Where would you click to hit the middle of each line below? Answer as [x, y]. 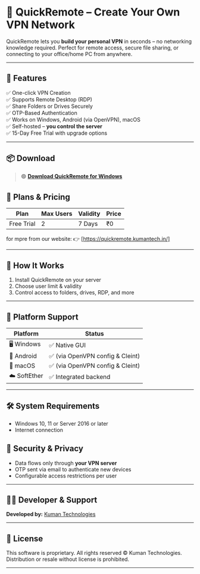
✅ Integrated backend [80, 377]
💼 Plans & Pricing [38, 197]
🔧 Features [26, 78]
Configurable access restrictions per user [66, 476]
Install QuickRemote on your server [58, 280]
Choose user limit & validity [48, 286]
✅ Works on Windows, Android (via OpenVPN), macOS [74, 119]
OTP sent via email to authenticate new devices [73, 469]
